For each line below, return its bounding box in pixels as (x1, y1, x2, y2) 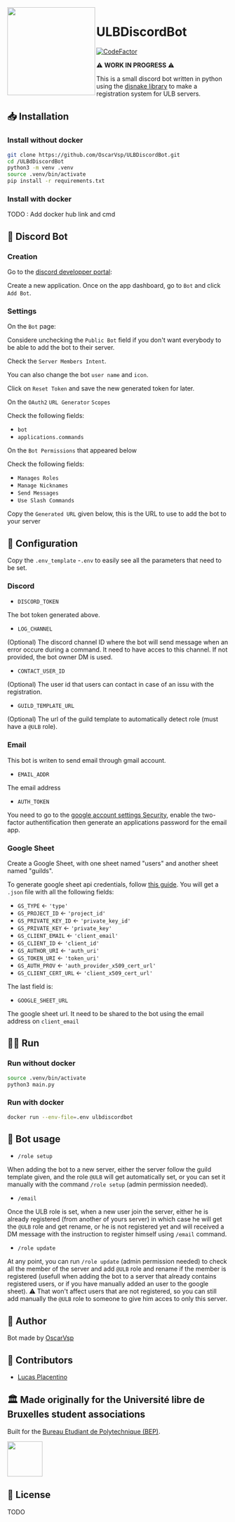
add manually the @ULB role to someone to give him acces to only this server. (7, 1295, 228, 1303)
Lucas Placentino (17, 1373, 68, 1381)
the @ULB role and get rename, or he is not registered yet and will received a (7, 1222, 224, 1231)
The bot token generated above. (7, 611, 100, 619)
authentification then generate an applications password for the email (25, 818, 227, 826)
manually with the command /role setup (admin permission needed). (7, 1180, 208, 1188)
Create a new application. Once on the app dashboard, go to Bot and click (7, 281, 221, 289)
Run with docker (7, 1098, 65, 1108)
